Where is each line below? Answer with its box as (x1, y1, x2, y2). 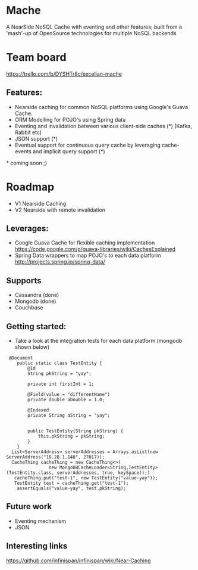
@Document (8, 355, 33, 361)
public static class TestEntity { (17, 360, 102, 367)
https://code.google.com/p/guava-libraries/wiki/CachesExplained (14, 246, 176, 253)
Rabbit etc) (14, 129, 42, 136)
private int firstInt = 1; (27, 381, 95, 388)
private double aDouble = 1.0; (27, 397, 105, 403)
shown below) (14, 343, 50, 351)
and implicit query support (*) (32, 147, 105, 155)
